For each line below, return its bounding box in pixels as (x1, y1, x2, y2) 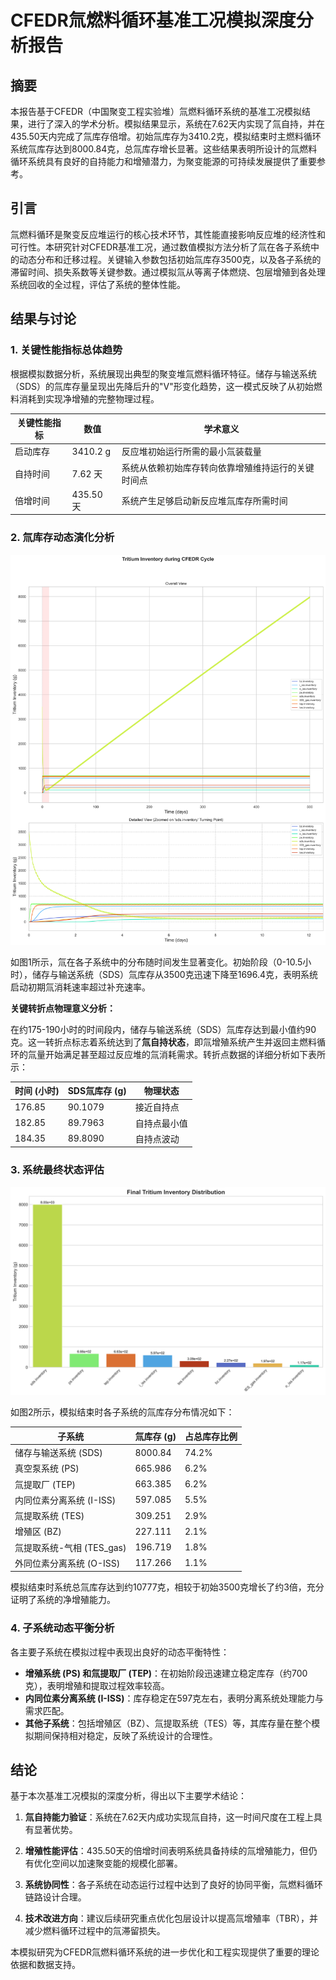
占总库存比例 (184, 1430, 238, 1442)
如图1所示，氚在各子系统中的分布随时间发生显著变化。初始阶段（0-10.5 (10, 956, 303, 968)
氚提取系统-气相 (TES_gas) (14, 1541, 127, 1553)
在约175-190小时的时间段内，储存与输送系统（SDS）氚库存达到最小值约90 (10, 1023, 317, 1035)
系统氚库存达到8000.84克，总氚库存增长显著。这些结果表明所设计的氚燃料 (10, 143, 318, 155)
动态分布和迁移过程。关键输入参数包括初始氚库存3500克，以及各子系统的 (18, 253, 322, 265)
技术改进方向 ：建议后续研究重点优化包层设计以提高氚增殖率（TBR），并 (24, 1912, 319, 1925)
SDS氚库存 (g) (67, 1085, 127, 1097)
